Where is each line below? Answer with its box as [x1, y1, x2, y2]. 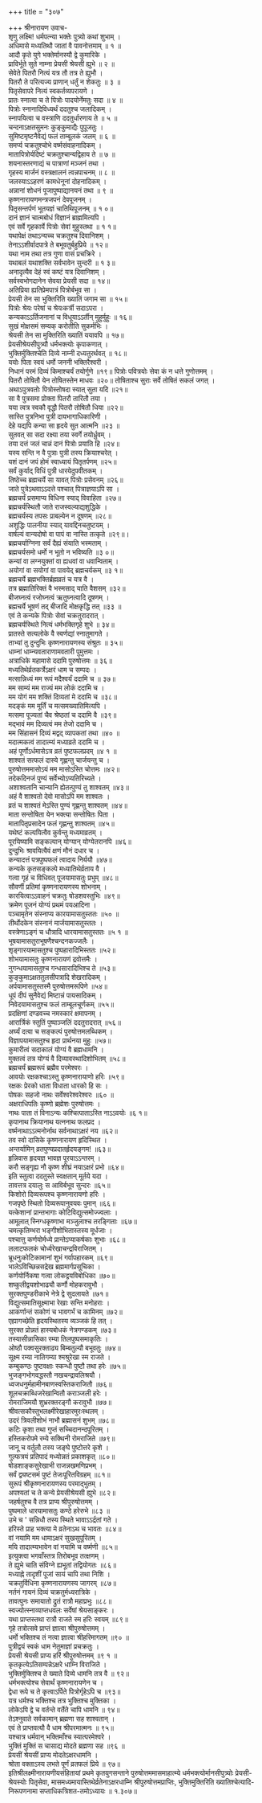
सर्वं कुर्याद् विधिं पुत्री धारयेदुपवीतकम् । [8, 466, 103, 475]
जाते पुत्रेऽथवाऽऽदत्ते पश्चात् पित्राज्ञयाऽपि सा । [8, 484, 120, 494]
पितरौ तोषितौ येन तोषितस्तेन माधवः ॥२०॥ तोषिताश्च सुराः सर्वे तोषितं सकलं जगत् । [8, 375, 216, 385]
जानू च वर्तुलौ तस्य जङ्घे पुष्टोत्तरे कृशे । [8, 1443, 110, 1452]
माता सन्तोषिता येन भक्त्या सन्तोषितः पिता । [8, 809, 115, 819]
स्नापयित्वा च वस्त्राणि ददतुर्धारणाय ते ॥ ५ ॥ [8, 113, 118, 123]
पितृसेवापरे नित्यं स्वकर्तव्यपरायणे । [8, 86, 95, 96]
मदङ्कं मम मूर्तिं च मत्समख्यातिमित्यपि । [8, 701, 107, 711]
